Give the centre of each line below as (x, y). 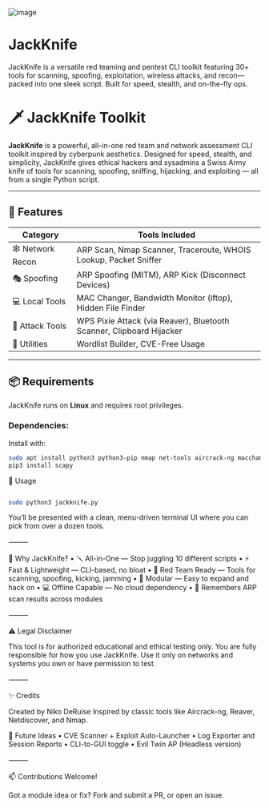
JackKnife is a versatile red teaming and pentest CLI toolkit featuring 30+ (129, 66)
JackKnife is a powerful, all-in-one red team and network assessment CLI (130, 145)
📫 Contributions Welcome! (53, 777)
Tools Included (167, 235)
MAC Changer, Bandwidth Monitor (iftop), (155, 298)
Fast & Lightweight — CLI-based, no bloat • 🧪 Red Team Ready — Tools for (132, 570)
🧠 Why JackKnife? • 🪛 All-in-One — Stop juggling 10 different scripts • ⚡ (129, 559)
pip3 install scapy (41, 465)
